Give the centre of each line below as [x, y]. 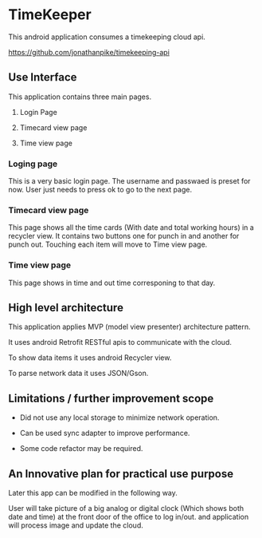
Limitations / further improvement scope [111, 398]
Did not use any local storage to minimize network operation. [119, 417]
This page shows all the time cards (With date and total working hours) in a [131, 227]
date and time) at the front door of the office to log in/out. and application [129, 517]
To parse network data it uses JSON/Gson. [78, 374]
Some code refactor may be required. [81, 449]
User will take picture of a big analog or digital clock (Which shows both [126, 508]
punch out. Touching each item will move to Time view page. [108, 244]
